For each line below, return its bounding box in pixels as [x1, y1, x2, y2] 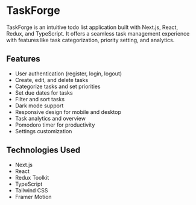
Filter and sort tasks [14, 95, 65, 102]
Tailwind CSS [14, 186, 48, 194]
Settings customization [14, 127, 72, 134]
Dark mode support [14, 102, 64, 109]
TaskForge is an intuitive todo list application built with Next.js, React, [6, 24, 179, 31]
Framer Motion [14, 193, 52, 200]
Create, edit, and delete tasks [14, 76, 89, 83]
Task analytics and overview [14, 115, 86, 122]
